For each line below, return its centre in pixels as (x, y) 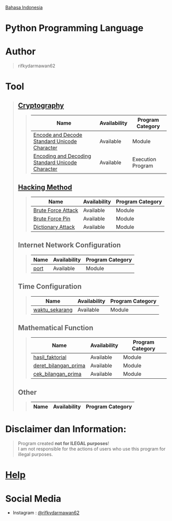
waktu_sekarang (53, 310)
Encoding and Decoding (62, 156)
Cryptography (41, 105)
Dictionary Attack (54, 227)
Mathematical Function (56, 328)
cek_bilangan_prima (57, 374)
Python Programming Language (74, 28)
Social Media (33, 499)
